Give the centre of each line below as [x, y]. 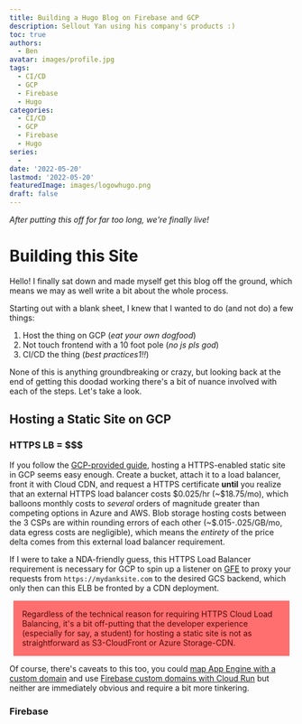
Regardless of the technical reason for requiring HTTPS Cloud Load [147, 614]
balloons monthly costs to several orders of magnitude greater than [134, 503]
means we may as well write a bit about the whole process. [119, 291]
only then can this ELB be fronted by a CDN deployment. [114, 588]
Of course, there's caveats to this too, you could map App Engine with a [143, 669]
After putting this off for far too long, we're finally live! [109, 219]
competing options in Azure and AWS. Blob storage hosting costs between [148, 513]
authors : [26, 43]
